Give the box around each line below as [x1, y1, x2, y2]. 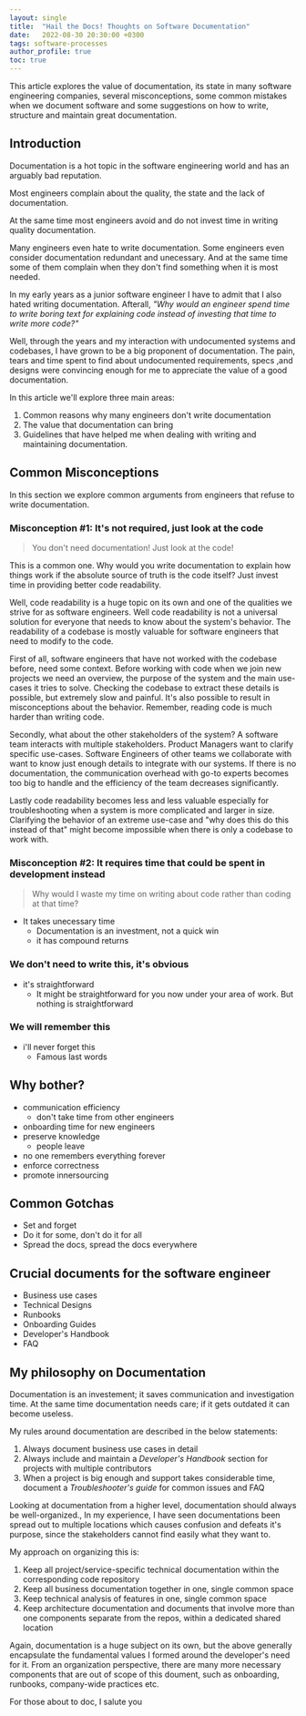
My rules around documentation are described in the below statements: [9, 1426, 278, 1437]
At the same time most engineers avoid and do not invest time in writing [9, 215, 279, 226]
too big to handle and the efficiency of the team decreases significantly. [9, 777, 280, 788]
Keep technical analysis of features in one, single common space [22, 1593, 267, 1604]
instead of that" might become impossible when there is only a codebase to [9, 823, 293, 834]
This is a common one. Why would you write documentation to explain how [9, 559, 291, 570]
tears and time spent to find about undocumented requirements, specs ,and [9, 354, 293, 365]
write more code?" [9, 318, 79, 329]
